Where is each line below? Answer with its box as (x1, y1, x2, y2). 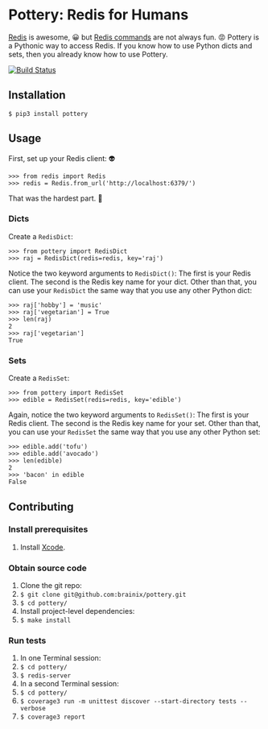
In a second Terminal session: (19, 679, 119, 689)
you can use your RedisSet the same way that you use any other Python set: (8, 427, 261, 437)
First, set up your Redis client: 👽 (8, 153, 115, 163)
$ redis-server (19, 672, 72, 680)
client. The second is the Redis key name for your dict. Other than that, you (8, 276, 258, 287)
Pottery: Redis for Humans (8, 6, 189, 24)
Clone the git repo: (19, 581, 82, 590)
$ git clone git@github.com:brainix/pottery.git (19, 590, 187, 599)
